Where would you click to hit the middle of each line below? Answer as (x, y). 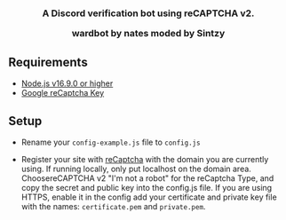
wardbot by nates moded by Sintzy (148, 34)
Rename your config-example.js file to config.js (111, 142)
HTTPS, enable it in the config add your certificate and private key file (149, 197)
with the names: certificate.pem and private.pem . (113, 206)
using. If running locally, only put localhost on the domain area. (136, 169)
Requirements (48, 62)
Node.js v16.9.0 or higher (67, 83)
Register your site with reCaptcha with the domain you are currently (145, 159)
